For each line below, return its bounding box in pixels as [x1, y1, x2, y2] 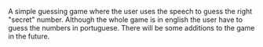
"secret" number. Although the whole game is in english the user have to [8, 15, 243, 24]
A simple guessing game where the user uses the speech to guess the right [8, 7, 253, 16]
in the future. [8, 31, 50, 41]
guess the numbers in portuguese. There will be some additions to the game [8, 23, 255, 32]
